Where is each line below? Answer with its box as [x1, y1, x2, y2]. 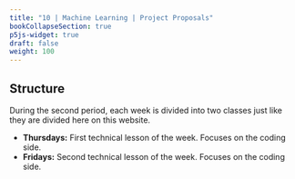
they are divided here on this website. [9, 114, 151, 125]
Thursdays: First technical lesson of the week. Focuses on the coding [22, 132, 287, 143]
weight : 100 [9, 47, 55, 56]
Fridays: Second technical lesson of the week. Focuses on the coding [22, 151, 285, 162]
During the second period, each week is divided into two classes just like [9, 104, 283, 115]
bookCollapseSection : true [9, 22, 112, 31]
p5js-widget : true [9, 30, 79, 39]
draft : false [9, 38, 59, 48]
